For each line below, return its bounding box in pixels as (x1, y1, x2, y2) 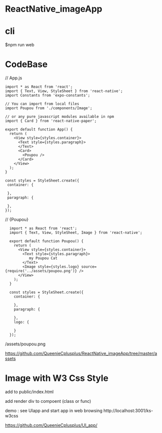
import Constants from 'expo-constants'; (5, 93, 90, 98)
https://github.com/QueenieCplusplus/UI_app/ (5, 422, 98, 428)
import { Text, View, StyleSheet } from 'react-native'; (5, 89, 123, 94)
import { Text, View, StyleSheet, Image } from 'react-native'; (9, 230, 143, 235)
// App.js (5, 75, 22, 81)
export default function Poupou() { (9, 239, 84, 244)
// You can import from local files (5, 101, 79, 107)
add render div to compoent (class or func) (5, 398, 91, 404)
